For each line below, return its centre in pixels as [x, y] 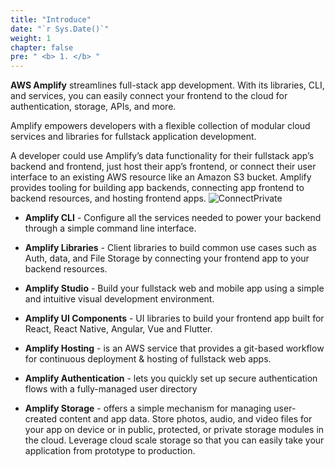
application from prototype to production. [110, 451]
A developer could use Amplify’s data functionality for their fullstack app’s [162, 156]
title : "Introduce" [51, 19]
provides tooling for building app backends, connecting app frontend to [157, 188]
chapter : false [42, 47]
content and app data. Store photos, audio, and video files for [186, 419]
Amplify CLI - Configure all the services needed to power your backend [173, 218]
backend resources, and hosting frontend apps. [108, 198]
